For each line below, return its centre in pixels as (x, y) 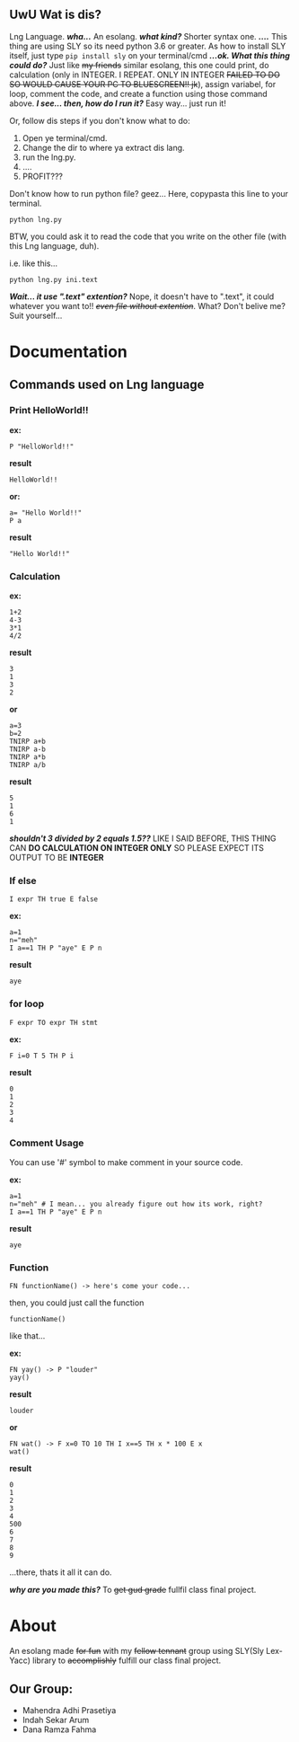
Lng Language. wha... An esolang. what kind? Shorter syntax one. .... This (148, 36)
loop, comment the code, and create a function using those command (138, 93)
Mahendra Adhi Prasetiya (69, 1710)
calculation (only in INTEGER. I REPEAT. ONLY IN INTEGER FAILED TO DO (145, 75)
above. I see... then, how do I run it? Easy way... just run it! (118, 103)
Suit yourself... (36, 315)
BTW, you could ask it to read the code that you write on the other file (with (148, 236)
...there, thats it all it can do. (61, 1572)
